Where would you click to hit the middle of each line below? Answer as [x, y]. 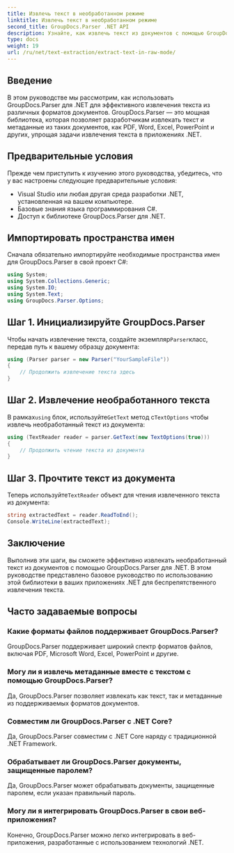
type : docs [23, 40]
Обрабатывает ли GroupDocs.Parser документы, [94, 761]
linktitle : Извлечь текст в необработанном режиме [82, 20]
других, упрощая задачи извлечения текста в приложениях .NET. [104, 134]
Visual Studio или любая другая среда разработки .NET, [100, 194]
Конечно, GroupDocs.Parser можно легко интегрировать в [94, 835]
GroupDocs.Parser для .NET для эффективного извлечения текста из [109, 104]
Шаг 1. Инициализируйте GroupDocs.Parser [106, 322]
